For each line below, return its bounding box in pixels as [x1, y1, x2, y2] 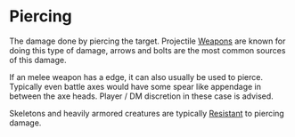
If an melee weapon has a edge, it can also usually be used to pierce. [9, 71, 263, 82]
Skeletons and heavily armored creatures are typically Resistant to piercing [9, 108, 285, 118]
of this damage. [9, 54, 67, 65]
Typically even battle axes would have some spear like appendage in [9, 81, 261, 92]
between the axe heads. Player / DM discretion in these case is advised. [9, 91, 274, 101]
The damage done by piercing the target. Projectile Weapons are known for [9, 36, 286, 46]
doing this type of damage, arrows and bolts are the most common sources [9, 44, 286, 55]
